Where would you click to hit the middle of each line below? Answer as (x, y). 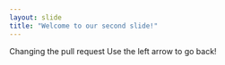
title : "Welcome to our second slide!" (84, 26)
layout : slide (36, 17)
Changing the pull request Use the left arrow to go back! (113, 51)
